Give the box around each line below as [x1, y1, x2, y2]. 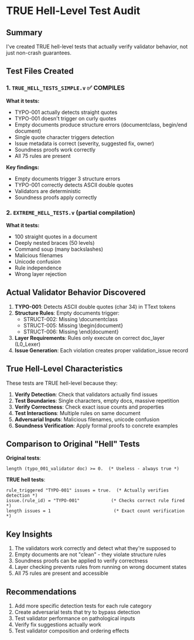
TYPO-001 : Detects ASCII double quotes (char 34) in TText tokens [14, 303, 176, 310]
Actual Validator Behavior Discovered [6, 288, 146, 298]
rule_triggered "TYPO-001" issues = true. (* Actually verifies [6, 487, 169, 494]
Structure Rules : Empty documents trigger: [14, 309, 120, 316]
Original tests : [6, 454, 42, 462]
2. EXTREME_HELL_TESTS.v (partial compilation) [6, 208, 136, 217]
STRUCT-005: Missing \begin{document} [23, 322, 123, 329]
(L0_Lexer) [14, 341, 41, 348]
